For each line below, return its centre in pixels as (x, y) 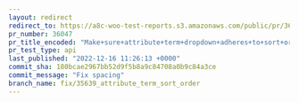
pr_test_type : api (42, 51)
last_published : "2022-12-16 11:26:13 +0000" (94, 59)
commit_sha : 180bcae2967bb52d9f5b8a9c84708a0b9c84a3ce (112, 67)
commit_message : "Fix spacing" (66, 75)
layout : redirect (41, 17)
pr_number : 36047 (41, 34)
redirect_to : (33, 26)
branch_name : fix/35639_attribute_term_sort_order (104, 83)
